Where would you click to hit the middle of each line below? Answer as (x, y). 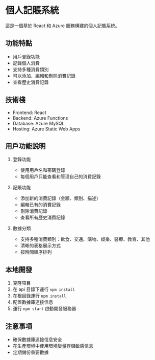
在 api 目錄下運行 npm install (44, 289)
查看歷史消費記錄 (31, 82)
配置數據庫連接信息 (33, 302)
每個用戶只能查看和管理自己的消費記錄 (60, 176)
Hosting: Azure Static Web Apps (46, 129)
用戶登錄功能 (26, 56)
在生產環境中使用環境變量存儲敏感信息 (53, 346)
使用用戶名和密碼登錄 (43, 170)
